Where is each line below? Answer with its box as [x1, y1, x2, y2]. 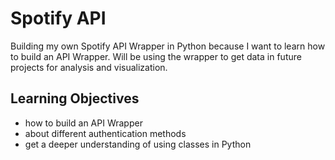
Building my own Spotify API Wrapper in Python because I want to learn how [10, 40, 326, 52]
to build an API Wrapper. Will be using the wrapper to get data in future [10, 50, 302, 62]
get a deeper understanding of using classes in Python [24, 138, 252, 150]
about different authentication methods [24, 127, 187, 139]
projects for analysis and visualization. [10, 61, 168, 73]
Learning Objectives [10, 90, 140, 107]
